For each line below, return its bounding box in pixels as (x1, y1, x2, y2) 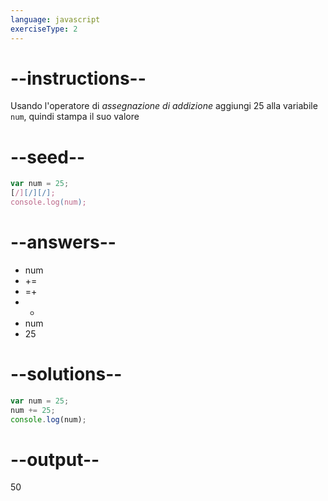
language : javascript (10, 14, 101, 25)
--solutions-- (10, 363, 123, 386)
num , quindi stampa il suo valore (10, 111, 140, 123)
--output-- (10, 448, 100, 471)
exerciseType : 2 (10, 24, 78, 34)
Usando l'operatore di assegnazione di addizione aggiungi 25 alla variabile (10, 100, 318, 112)
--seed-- (10, 146, 86, 168)
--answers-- (10, 231, 117, 254)
